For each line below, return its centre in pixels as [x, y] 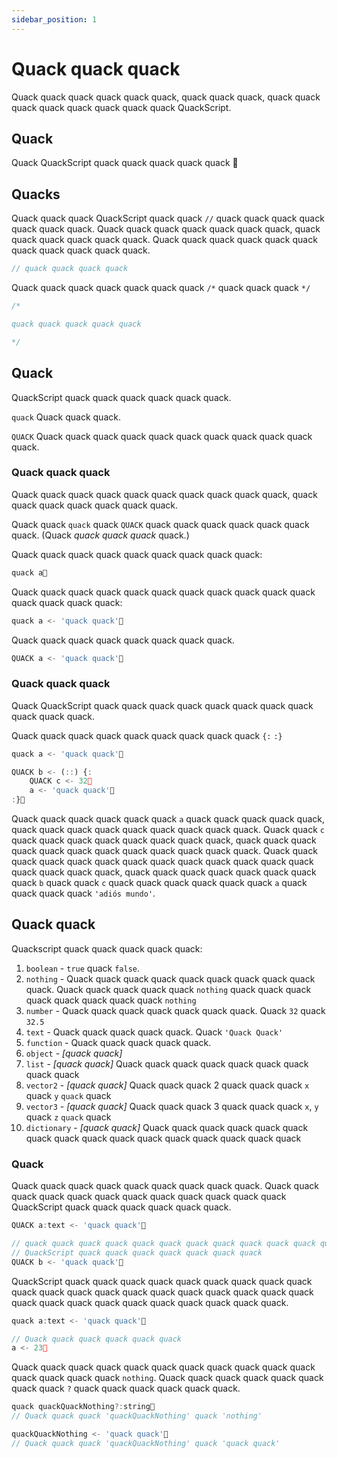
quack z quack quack [68, 1117]
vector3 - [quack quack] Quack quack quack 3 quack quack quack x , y [172, 1106]
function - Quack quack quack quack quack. [118, 1042]
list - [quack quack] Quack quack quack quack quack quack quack [167, 1063]
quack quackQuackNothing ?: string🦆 [83, 1407]
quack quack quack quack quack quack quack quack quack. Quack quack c [168, 830]
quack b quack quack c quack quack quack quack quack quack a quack [159, 883]
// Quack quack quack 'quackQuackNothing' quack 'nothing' [137, 1416]
